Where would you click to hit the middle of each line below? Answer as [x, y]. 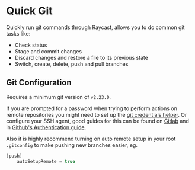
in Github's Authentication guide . [46, 127]
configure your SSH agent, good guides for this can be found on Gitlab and [98, 121]
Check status [31, 45]
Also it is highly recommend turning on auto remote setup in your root [91, 139]
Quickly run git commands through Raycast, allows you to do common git [95, 27]
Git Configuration [39, 83]
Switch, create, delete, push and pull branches [71, 64]
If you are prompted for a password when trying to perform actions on [92, 108]
